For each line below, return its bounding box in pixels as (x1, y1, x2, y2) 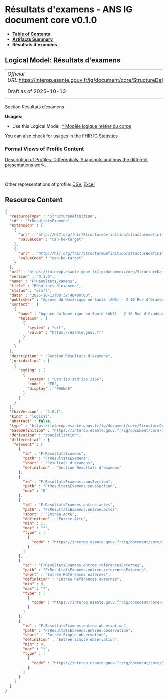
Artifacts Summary (12, 36, 53, 42)
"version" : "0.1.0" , (9, 274, 55, 279)
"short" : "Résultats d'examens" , (23, 461, 95, 466)
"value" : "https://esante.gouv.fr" (27, 330, 104, 335)
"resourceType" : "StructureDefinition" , (9, 214, 97, 219)
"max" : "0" (23, 488, 48, 494)
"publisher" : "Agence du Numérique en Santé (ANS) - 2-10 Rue (9, 297, 144, 302)
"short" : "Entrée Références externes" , (23, 572, 111, 577)
